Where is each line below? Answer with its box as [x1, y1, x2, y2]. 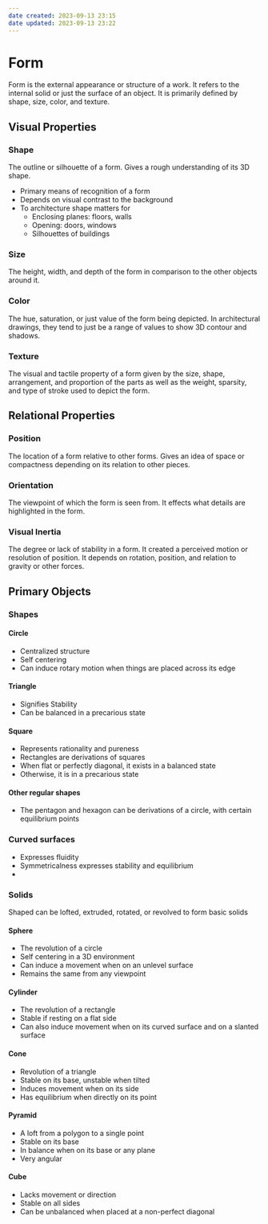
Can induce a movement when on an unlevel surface [19, 961, 194, 970]
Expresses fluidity [19, 852, 79, 862]
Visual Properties [8, 120, 97, 134]
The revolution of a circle [19, 943, 102, 953]
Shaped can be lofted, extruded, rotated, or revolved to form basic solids [8, 907, 248, 917]
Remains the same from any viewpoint [19, 969, 146, 978]
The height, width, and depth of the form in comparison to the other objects [8, 267, 258, 277]
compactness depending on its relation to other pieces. [8, 459, 190, 469]
